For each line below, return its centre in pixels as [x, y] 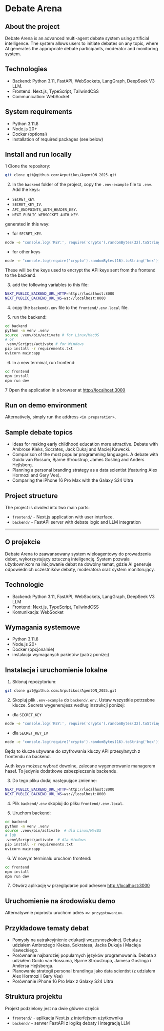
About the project [32, 27]
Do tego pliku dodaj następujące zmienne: [54, 780]
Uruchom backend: [31, 813]
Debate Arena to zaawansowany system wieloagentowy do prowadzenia [78, 554]
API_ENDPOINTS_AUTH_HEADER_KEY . [44, 209]
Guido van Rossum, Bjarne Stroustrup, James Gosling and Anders [78, 460]
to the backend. [21, 275]
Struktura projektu [34, 997]
